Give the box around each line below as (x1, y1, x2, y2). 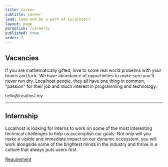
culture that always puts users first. (5, 146, 78, 152)
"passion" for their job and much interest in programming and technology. (5, 83, 157, 89)
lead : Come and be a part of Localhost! (5, 17, 91, 22)
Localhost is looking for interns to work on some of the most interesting (5, 125, 152, 131)
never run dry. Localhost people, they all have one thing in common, (5, 78, 145, 84)
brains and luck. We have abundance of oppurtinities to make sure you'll (5, 72, 154, 78)
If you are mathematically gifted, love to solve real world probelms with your (5, 67, 161, 73)
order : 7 (5, 36, 23, 41)
